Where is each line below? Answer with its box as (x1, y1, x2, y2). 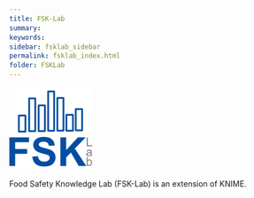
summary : (9, 23, 42, 33)
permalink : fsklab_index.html (9, 51, 121, 61)
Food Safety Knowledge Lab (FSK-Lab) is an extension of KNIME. (9, 179, 247, 189)
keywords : (9, 33, 46, 42)
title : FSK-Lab (9, 14, 65, 23)
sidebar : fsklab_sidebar (9, 42, 101, 51)
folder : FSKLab (9, 61, 65, 70)
